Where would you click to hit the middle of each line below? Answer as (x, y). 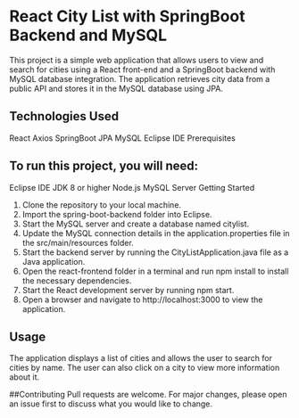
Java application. (54, 261)
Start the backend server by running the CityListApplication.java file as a (155, 252)
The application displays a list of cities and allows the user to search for (141, 358)
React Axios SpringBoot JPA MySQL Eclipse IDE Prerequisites (123, 138)
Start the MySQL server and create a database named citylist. (136, 224)
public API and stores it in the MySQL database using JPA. (116, 88)
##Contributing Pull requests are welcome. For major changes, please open (148, 395)
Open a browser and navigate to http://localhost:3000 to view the (142, 299)
